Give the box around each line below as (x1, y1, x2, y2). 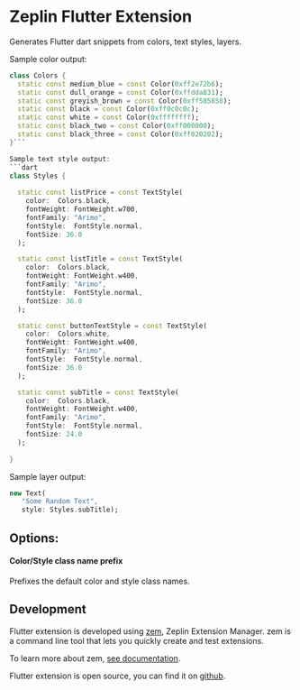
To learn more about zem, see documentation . (9, 652, 181, 664)
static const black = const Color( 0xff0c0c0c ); (17, 105, 200, 114)
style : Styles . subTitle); (21, 505, 119, 515)
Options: (9, 530, 59, 546)
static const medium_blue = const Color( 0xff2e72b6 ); (17, 79, 223, 88)
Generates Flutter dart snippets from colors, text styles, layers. (9, 36, 241, 47)
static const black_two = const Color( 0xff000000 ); (17, 122, 216, 131)
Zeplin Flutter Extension (9, 6, 192, 27)
